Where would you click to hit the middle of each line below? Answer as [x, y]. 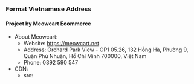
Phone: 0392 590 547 [51, 63]
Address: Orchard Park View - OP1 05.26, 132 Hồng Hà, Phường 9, [106, 50]
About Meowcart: [36, 37]
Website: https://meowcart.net [61, 44]
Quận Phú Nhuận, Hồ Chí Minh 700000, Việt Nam [85, 56]
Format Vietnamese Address [49, 9]
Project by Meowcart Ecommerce [48, 24]
